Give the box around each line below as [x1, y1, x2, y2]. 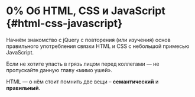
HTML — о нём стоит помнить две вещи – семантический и [6, 78, 159, 85]
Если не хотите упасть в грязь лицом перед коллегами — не [6, 60, 160, 67]
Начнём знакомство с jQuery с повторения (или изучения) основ [6, 36, 171, 43]
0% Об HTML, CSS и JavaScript [6, 4, 165, 18]
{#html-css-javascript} [6, 17, 123, 30]
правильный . [6, 84, 40, 91]
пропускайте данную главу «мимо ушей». [6, 66, 113, 73]
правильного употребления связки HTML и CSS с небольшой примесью [6, 43, 190, 50]
